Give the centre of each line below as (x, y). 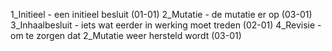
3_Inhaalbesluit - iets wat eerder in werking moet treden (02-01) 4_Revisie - (166, 25)
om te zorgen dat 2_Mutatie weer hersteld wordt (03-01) (126, 35)
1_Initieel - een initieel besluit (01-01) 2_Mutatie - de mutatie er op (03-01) (161, 14)
